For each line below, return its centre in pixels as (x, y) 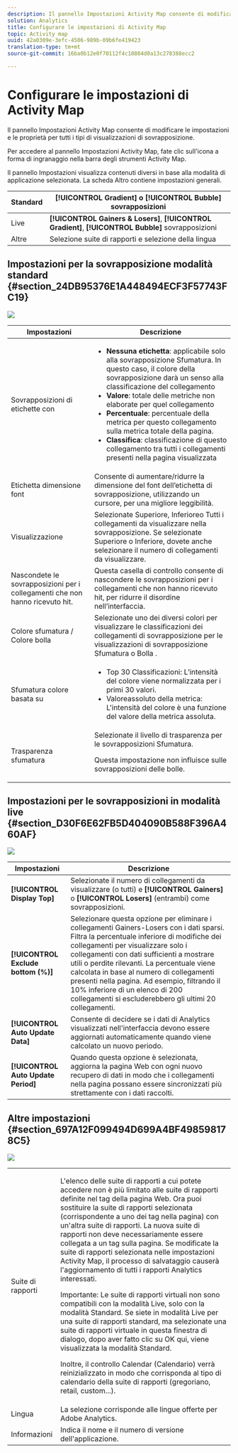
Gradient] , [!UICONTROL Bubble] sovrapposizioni (133, 227)
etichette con (33, 408)
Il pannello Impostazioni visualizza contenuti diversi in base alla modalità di (117, 172)
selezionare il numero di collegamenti (156, 550)
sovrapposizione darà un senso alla (165, 378)
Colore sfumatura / (42, 631)
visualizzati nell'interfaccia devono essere (140, 1028)
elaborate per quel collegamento (160, 404)
